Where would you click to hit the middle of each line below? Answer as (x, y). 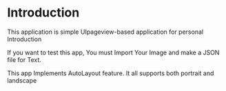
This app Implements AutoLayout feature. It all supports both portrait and (111, 73)
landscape (22, 80)
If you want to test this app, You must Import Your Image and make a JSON (113, 52)
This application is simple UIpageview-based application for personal (105, 32)
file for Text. (24, 59)
